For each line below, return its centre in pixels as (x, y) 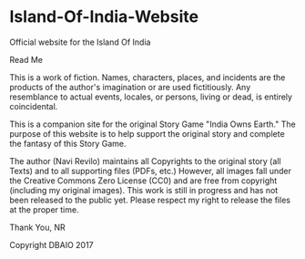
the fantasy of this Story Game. (68, 143)
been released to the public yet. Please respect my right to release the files (150, 200)
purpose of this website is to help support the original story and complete (147, 133)
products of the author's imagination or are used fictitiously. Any (130, 87)
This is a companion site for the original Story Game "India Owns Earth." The (152, 124)
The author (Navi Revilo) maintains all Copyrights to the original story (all (145, 161)
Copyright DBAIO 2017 (51, 244)
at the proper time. (44, 209)
